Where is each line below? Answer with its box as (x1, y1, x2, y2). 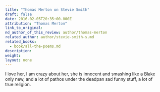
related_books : (5, 39, 37, 44)
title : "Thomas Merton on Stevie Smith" (5, 7, 90, 12)
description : (5, 48, 32, 53)
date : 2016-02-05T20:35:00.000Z (5, 16, 72, 21)
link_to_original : (5, 26, 43, 31)
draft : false (5, 12, 32, 17)
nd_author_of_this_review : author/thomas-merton (5, 30, 107, 35)
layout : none (5, 58, 32, 62)
